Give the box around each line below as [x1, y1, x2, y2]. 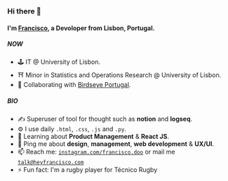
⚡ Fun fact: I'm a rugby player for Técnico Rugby [17, 166, 158, 174]
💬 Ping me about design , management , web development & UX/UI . [17, 140, 215, 148]
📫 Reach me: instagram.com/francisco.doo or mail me [17, 147, 175, 156]
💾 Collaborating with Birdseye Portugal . [17, 81, 131, 89]
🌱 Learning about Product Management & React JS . [17, 133, 170, 141]
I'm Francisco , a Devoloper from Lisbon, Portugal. [7, 24, 155, 32]
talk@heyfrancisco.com [17, 159, 84, 166]
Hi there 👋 [7, 6, 42, 16]
